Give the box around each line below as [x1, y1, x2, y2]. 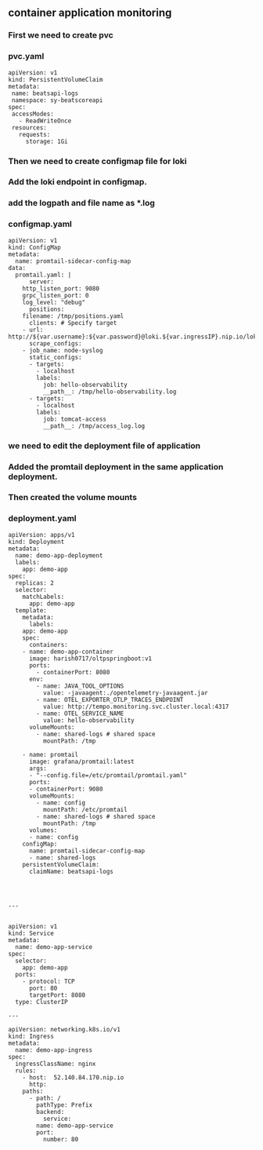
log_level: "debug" [22, 298, 86, 306]
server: [28, 278, 55, 286]
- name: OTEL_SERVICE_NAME [36, 710, 124, 717]
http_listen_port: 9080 [22, 284, 100, 293]
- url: [22, 326, 44, 334]
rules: [15, 1067, 37, 1075]
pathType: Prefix [36, 1101, 92, 1109]
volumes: [28, 826, 58, 834]
